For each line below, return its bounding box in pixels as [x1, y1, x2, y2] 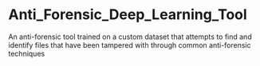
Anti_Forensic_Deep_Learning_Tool [8, 6, 247, 24]
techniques [8, 49, 45, 58]
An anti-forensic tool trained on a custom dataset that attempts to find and [8, 32, 253, 41]
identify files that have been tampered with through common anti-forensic [8, 40, 251, 49]
